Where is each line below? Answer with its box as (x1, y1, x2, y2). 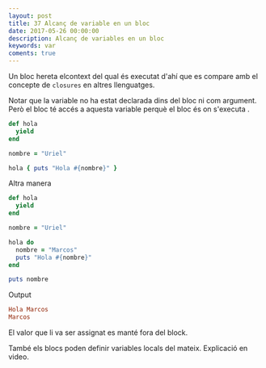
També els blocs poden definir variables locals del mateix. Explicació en (8, 344, 248, 353)
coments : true (8, 49, 57, 57)
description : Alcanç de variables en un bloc (8, 34, 164, 43)
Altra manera (8, 178, 52, 188)
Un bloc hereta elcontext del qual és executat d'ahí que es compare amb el (8, 72, 259, 81)
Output (8, 290, 32, 299)
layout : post (8, 11, 53, 20)
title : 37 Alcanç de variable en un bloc (8, 19, 150, 27)
